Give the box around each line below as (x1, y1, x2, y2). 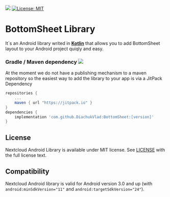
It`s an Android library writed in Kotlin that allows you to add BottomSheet (5, 40, 160, 46)
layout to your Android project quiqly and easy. (5, 45, 104, 52)
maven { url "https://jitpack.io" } (14, 100, 93, 105)
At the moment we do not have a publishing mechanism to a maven (5, 70, 147, 76)
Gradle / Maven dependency (5, 58, 78, 65)
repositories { (5, 91, 38, 96)
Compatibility (5, 167, 50, 176)
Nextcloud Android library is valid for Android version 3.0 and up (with (5, 180, 153, 186)
